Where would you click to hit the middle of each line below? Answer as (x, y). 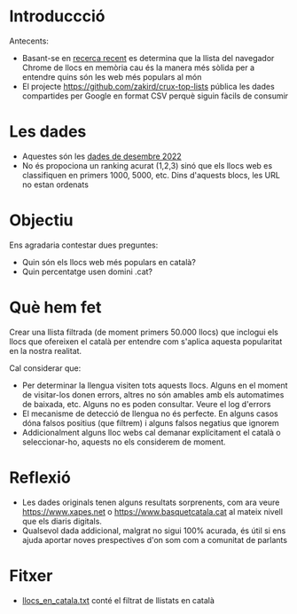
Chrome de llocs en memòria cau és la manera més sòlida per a (138, 67)
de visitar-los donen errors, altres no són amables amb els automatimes (153, 394)
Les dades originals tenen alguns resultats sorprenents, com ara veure (151, 502)
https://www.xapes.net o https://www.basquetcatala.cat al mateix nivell (152, 511)
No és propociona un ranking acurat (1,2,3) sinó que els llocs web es (147, 165)
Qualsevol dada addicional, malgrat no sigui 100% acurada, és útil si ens (154, 531)
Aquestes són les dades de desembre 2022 (102, 156)
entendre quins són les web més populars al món (112, 76)
